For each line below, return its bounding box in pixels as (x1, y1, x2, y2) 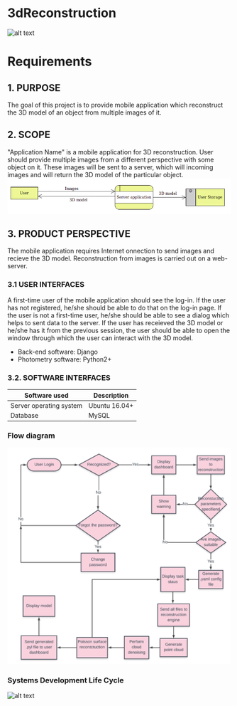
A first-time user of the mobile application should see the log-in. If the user (7, 295, 226, 304)
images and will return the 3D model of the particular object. (7, 170, 184, 179)
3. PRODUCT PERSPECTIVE (7, 228, 131, 240)
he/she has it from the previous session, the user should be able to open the (7, 326, 231, 334)
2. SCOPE (7, 129, 51, 141)
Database (10, 411, 39, 420)
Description (93, 391, 129, 399)
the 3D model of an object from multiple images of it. (7, 108, 162, 117)
